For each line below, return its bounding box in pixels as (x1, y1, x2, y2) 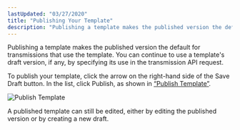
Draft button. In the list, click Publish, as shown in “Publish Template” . (7, 80, 211, 88)
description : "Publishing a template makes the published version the (7, 23, 222, 31)
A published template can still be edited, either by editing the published (7, 107, 216, 116)
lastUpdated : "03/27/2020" (7, 10, 88, 18)
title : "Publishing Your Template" (7, 17, 114, 24)
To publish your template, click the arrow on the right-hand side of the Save (7, 72, 230, 80)
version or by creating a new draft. (7, 114, 109, 123)
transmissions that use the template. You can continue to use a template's (7, 50, 225, 59)
